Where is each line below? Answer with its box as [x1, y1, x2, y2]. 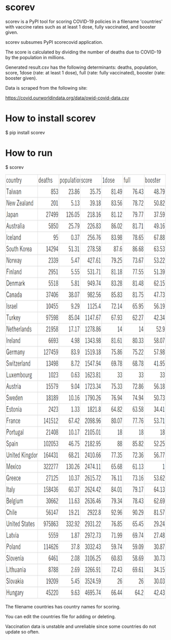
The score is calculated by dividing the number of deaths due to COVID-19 [5, 49, 161, 55]
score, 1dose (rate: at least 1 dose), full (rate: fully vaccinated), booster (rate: [5, 69, 165, 75]
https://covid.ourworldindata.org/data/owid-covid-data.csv [5, 95, 129, 101]
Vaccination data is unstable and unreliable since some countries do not [5, 623, 156, 629]
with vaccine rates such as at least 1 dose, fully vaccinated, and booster [5, 23, 156, 30]
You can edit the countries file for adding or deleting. [5, 613, 116, 620]
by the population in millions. [5, 54, 66, 60]
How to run [5, 147, 53, 159]
